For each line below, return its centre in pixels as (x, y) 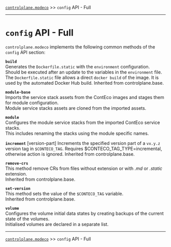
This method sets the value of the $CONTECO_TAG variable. (64, 193)
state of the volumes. (27, 218)
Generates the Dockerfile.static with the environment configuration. (78, 66)
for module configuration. (32, 103)
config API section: (25, 52)
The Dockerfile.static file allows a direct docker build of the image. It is (82, 77)
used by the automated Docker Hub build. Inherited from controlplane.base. (84, 83)
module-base (18, 92)
